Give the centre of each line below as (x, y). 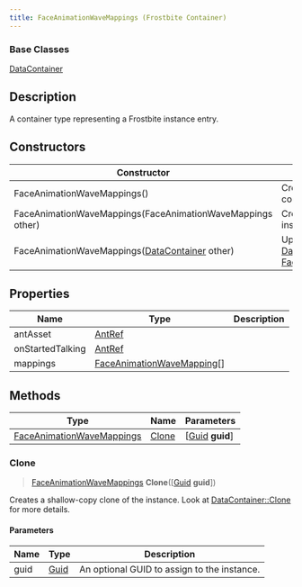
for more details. (40, 510)
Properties (40, 293)
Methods (35, 396)
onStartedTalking (50, 349)
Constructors (48, 147)
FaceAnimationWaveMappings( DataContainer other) (124, 250)
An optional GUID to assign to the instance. (170, 569)
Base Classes (40, 49)
